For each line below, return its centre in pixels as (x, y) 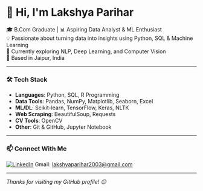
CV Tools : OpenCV (39, 121)
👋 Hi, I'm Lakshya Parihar (70, 12)
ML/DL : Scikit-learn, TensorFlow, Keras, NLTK (72, 108)
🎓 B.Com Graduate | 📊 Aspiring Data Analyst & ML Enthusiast (84, 29)
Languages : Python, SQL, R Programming (67, 95)
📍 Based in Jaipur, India (36, 57)
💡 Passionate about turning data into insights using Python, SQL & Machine (100, 38)
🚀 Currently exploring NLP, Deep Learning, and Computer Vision (86, 51)
